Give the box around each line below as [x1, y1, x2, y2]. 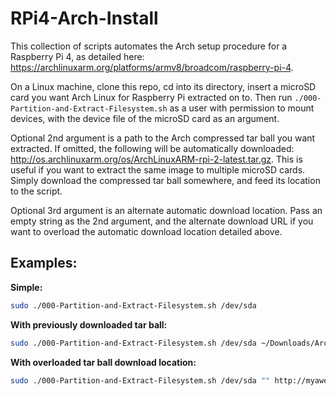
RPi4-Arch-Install [10, 7, 159, 30]
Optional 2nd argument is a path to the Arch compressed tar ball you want [10, 132, 316, 144]
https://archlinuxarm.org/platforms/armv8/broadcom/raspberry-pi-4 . [10, 61, 294, 73]
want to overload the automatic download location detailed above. [10, 225, 283, 237]
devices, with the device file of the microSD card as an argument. [10, 112, 280, 124]
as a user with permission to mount [169, 102, 315, 114]
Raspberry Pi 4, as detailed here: [10, 50, 145, 62]
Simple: [10, 281, 43, 293]
